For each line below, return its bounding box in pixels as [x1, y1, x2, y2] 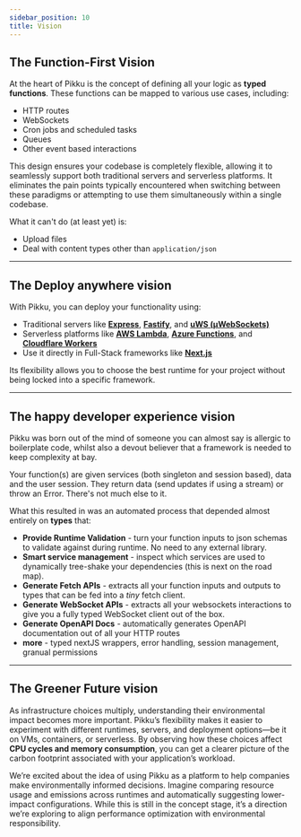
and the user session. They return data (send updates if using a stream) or [9, 478, 284, 489]
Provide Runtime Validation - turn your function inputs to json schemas [21, 532, 288, 543]
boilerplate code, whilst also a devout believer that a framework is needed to [9, 441, 292, 453]
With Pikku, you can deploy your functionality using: [9, 301, 202, 312]
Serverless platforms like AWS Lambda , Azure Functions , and [21, 328, 253, 339]
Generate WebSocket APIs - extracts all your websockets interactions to [21, 598, 292, 610]
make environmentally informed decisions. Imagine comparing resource [9, 780, 275, 790]
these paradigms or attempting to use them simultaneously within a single [9, 189, 282, 200]
